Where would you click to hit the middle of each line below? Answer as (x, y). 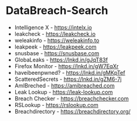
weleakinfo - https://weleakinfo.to (57, 40)
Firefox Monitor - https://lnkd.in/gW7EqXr (67, 66)
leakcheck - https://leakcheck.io (55, 33)
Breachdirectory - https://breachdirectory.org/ (72, 111)
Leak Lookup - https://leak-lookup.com (64, 92)
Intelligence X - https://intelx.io (53, 27)
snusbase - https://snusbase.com (57, 53)
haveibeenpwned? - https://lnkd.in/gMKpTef (70, 72)
